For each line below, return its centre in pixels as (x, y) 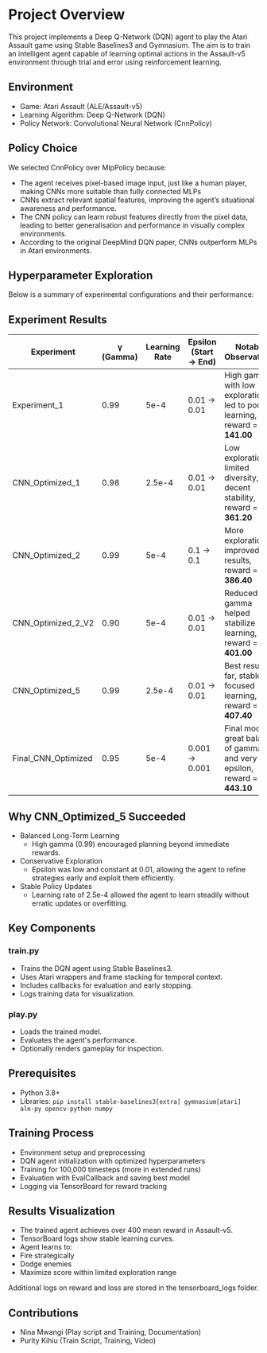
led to (234, 405)
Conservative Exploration (61, 861)
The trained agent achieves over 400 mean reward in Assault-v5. (126, 1230)
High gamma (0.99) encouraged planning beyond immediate (130, 844)
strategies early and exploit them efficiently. (103, 878)
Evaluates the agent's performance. (78, 1039)
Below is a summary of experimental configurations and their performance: (131, 294)
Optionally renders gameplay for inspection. (92, 1048)
